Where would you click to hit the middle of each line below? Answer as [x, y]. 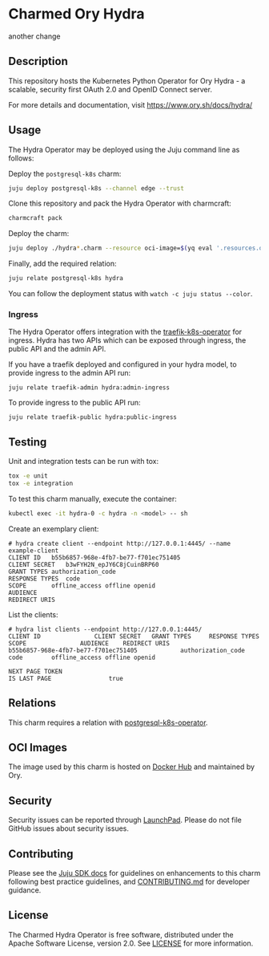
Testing [28, 442]
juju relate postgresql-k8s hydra [66, 279]
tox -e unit [28, 476]
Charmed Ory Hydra [76, 14]
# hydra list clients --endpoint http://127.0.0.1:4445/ [105, 629]
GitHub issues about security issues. [69, 828]
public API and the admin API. [57, 349]
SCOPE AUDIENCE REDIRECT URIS [89, 643]
